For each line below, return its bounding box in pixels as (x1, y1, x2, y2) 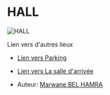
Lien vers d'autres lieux (7, 40, 74, 48)
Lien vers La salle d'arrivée (16, 67, 94, 75)
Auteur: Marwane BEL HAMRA (16, 80, 103, 88)
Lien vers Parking (16, 53, 67, 62)
